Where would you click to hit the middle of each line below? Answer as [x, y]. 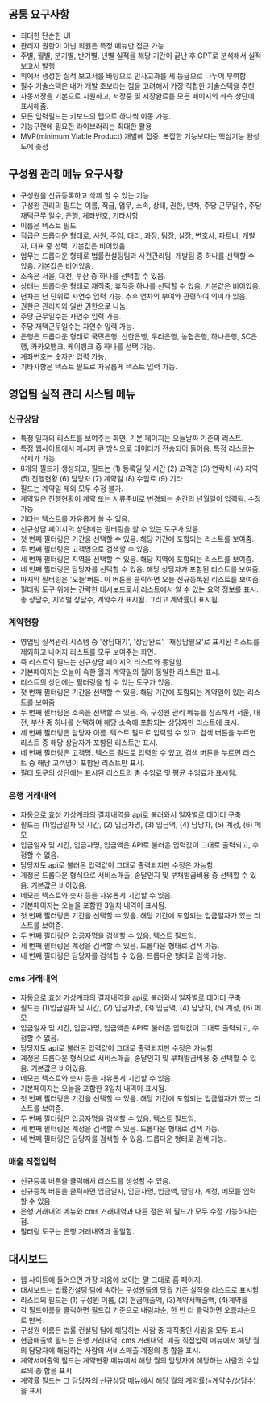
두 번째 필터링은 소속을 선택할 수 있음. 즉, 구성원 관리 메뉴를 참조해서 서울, [136, 712]
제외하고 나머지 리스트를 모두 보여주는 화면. [88, 652]
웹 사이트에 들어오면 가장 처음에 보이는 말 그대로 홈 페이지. [111, 1280]
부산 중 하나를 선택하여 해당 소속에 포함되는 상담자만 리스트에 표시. [135, 722]
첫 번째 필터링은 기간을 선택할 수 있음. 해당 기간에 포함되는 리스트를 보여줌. [137, 539]
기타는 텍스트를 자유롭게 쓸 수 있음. [75, 519]
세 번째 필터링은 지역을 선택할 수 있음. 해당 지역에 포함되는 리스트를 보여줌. [137, 560]
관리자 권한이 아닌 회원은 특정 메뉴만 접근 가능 [92, 45]
